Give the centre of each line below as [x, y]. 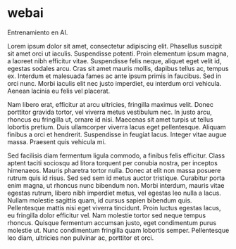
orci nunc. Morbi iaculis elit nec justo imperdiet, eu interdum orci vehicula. [114, 83]
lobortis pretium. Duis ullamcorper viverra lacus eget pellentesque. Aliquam [117, 127]
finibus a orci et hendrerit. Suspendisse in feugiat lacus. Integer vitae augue [117, 134]
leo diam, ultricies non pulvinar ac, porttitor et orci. [81, 238]
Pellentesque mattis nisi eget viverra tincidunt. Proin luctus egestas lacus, [114, 207]
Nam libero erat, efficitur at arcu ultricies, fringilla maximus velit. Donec [110, 104]
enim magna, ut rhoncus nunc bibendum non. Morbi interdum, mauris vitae [116, 185]
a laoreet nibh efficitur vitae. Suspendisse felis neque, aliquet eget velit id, [114, 60]
